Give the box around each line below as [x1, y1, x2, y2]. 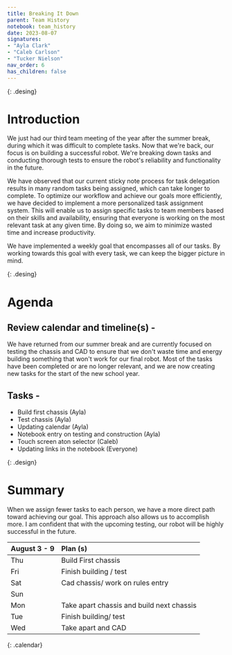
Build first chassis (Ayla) [17, 408, 87, 416]
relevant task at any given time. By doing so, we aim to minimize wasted [7, 221, 213, 229]
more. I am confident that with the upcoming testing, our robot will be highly [7, 520, 224, 528]
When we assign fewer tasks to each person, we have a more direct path [7, 505, 215, 514]
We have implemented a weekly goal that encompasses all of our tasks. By [7, 242, 221, 250]
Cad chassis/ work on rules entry [61, 578, 169, 588]
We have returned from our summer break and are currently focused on [7, 340, 212, 348]
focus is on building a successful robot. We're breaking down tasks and [7, 149, 211, 157]
